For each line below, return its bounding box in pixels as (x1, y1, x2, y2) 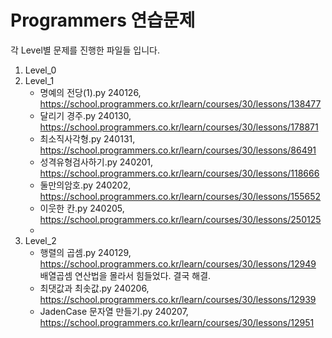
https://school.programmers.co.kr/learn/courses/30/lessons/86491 (39, 144, 317, 156)
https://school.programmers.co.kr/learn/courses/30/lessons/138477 (39, 97, 322, 110)
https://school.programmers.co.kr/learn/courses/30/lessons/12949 (39, 257, 317, 270)
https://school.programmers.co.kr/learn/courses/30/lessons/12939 (39, 293, 317, 305)
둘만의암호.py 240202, (39, 179, 132, 191)
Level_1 (24, 74, 55, 86)
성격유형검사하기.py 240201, (39, 156, 154, 168)
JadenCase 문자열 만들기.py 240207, (39, 305, 189, 317)
